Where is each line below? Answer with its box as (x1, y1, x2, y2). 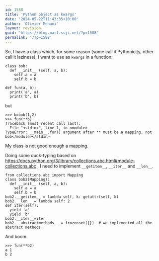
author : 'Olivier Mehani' (5, 21, 59, 26)
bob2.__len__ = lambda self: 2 (5, 198, 70, 204)
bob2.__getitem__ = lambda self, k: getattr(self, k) (5, 194, 119, 199)
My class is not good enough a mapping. (5, 143, 88, 149)
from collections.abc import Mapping (5, 173, 83, 177)
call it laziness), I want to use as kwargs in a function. (5, 54, 113, 60)
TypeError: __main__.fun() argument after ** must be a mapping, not (5, 130, 153, 135)
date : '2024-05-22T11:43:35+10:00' (5, 16, 79, 21)
